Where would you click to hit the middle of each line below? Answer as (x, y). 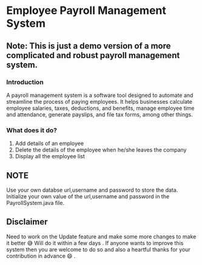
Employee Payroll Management (86, 11)
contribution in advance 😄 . (41, 256)
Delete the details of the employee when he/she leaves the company (101, 150)
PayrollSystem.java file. (35, 203)
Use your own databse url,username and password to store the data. (92, 190)
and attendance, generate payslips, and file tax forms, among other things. (99, 114)
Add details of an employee (49, 144)
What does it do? (32, 130)
